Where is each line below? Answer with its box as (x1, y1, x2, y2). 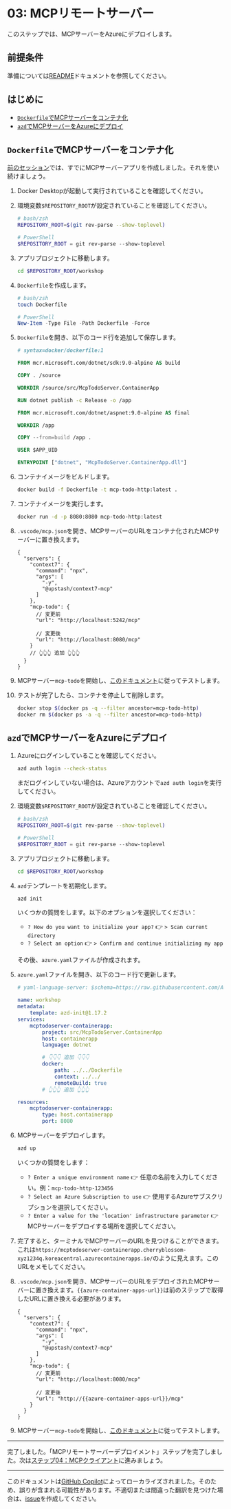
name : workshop (16, 997, 61, 1003)
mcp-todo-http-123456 (51, 1185, 113, 1192)
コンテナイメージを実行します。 (16, 499, 108, 508)
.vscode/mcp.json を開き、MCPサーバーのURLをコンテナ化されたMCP (16, 526, 214, 534)
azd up (16, 1145, 36, 1152)
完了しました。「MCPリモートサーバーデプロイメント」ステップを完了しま (7, 1447, 217, 1455)
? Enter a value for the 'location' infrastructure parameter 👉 (27, 1211, 219, 1219)
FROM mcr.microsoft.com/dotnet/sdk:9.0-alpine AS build (16, 359, 181, 367)
